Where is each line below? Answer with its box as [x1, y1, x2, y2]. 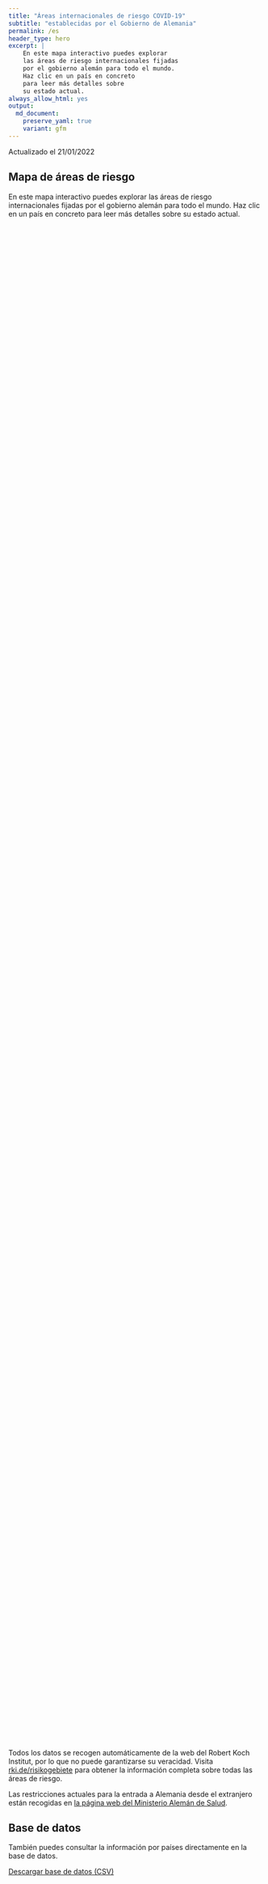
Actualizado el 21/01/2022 [8, 146, 95, 156]
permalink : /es [8, 27, 60, 35]
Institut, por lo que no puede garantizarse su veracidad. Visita [8, 1756, 214, 1766]
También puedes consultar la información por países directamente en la [8, 1843, 248, 1852]
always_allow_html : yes [8, 95, 89, 103]
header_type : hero [8, 34, 70, 43]
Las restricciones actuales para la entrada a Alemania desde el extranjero [8, 1789, 253, 1799]
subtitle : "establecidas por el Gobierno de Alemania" [8, 19, 197, 27]
